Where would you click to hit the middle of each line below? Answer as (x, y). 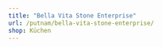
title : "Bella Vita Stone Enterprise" (72, 16)
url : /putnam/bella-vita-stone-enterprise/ (81, 23)
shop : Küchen (30, 30)
